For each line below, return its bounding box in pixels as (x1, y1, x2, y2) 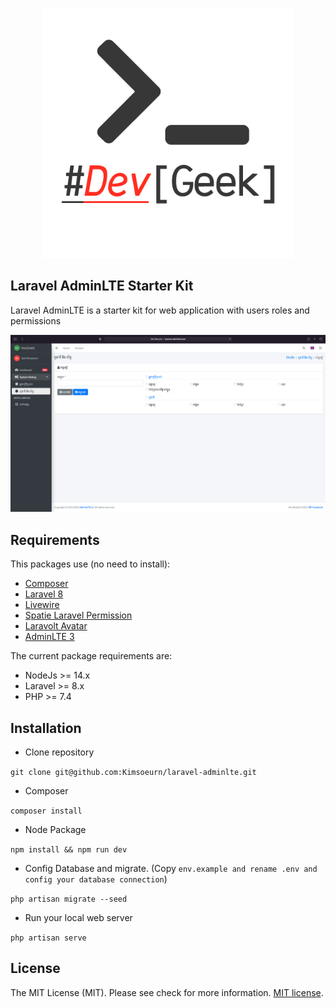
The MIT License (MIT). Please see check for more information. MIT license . (10, 986, 324, 998)
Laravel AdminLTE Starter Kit (10, 278, 194, 295)
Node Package (24, 823, 87, 835)
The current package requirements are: (10, 650, 173, 662)
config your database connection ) (24, 873, 168, 885)
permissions (10, 314, 62, 327)
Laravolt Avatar (24, 620, 88, 632)
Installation (10, 719, 82, 737)
